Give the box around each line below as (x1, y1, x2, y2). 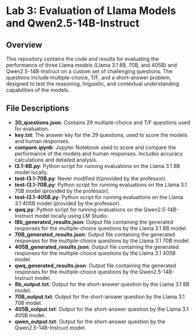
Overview (6, 40, 43, 50)
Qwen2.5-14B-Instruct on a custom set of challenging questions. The (6, 68, 173, 74)
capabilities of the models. (6, 87, 70, 93)
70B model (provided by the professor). (14, 187, 110, 194)
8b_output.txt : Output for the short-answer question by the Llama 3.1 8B (14, 280, 190, 287)
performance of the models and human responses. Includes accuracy (14, 150, 183, 157)
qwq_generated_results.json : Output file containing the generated (14, 262, 177, 269)
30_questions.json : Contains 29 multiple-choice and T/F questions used (14, 119, 191, 126)
